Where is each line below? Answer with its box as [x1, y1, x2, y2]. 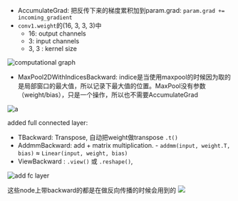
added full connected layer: [7, 119, 88, 126]
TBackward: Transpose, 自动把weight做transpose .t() [17, 134, 178, 141]
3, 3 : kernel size [28, 45, 77, 53]
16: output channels [28, 29, 87, 38]
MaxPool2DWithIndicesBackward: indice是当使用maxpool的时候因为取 [17, 73, 225, 81]
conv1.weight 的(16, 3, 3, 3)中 [17, 21, 102, 30]
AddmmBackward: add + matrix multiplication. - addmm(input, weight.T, [17, 141, 230, 149]
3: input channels [28, 37, 80, 45]
